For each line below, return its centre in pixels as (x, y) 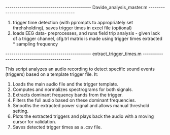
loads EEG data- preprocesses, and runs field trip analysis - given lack (86, 33)
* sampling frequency (35, 44)
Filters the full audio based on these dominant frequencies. (74, 100)
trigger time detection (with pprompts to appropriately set (73, 22)
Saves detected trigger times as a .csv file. (57, 127)
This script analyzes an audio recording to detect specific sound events (80, 69)
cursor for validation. (35, 122)
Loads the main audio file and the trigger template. (65, 84)
